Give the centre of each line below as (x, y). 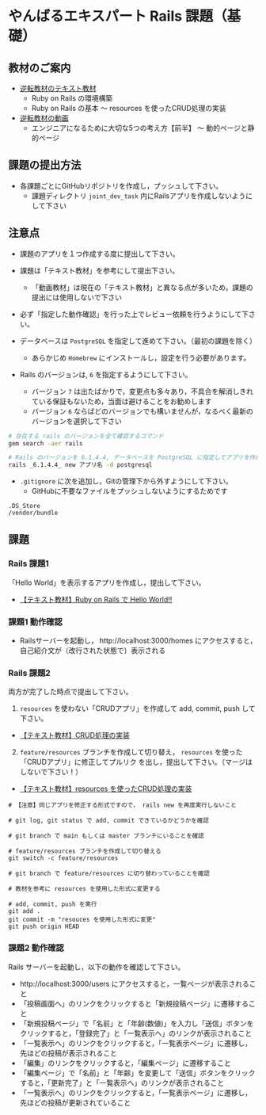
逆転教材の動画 (44, 118)
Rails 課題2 (30, 673)
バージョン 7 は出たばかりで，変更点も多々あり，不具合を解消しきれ (142, 391)
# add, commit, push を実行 (53, 904)
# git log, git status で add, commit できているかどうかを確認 (109, 821)
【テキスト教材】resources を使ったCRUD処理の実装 (106, 789)
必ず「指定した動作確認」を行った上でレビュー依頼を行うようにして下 (134, 314)
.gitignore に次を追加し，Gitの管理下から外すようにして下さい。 (126, 481)
